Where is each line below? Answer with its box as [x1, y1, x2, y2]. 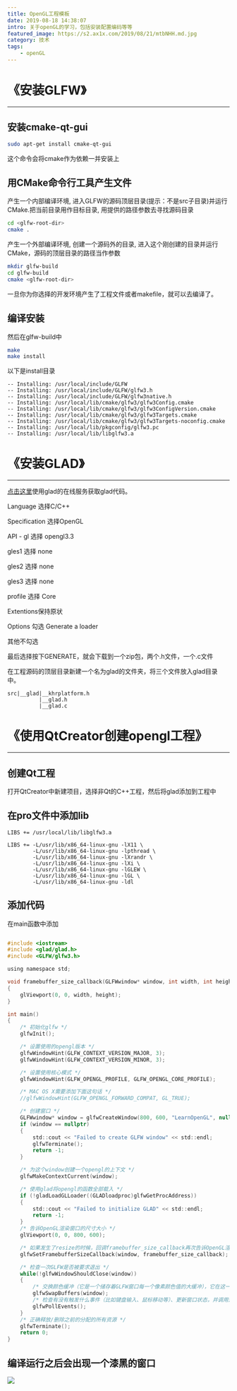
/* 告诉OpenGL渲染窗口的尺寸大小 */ [20, 1225, 116, 1232]
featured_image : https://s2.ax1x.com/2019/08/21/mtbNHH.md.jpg [7, 30, 197, 37]
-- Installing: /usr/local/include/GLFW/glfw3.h [7, 387, 153, 394]
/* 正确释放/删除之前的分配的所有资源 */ [20, 1316, 127, 1323]
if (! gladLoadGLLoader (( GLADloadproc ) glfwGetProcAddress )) [20, 1192, 197, 1199]
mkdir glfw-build [7, 263, 59, 270]
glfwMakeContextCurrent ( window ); [20, 1173, 119, 1180]
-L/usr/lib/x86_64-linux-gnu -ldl [32, 878, 134, 885]
